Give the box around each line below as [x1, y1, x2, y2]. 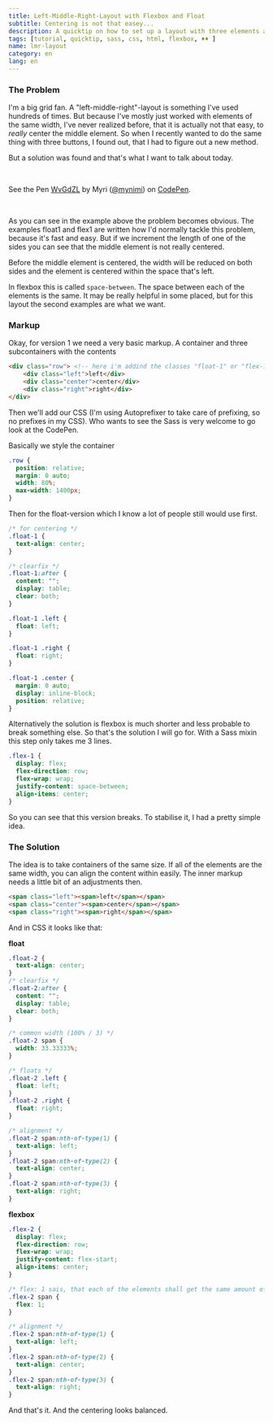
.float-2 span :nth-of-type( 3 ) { [8, 1180, 118, 1188]
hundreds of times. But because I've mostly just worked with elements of [8, 111, 253, 121]
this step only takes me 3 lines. [8, 736, 112, 746]
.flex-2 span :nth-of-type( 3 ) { [8, 1376, 115, 1384]
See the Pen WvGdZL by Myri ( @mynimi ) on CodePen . [8, 185, 191, 194]
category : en [8, 50, 53, 58]
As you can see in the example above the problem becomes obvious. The [8, 216, 254, 226]
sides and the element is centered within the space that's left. [8, 266, 214, 277]
